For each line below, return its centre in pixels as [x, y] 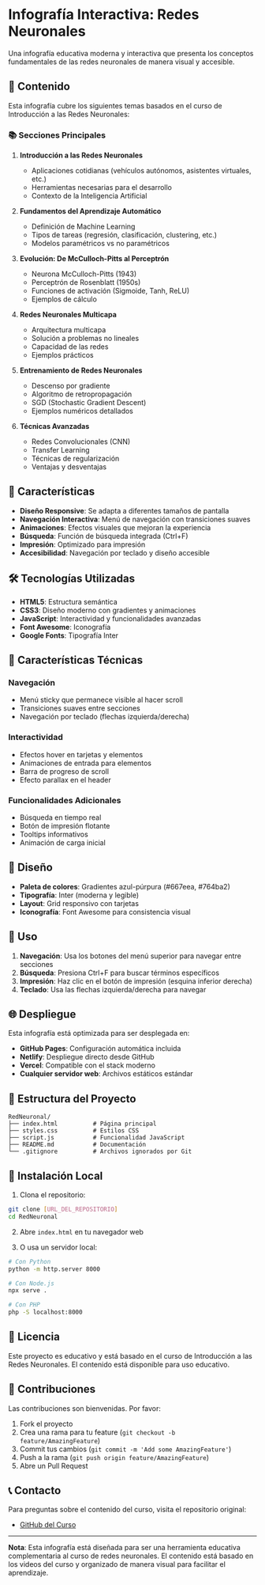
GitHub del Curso [48, 1525]
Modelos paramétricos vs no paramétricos [100, 244]
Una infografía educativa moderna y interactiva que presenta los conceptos [131, 53]
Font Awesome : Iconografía [65, 627]
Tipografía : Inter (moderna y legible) [79, 895]
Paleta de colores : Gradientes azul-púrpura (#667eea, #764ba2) [125, 886]
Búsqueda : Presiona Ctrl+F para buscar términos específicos [119, 973]
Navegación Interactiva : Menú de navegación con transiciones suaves [135, 519]
